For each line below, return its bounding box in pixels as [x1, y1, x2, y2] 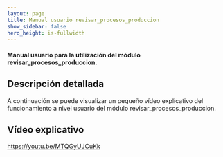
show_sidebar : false [7, 23, 67, 30]
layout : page [7, 10, 45, 17]
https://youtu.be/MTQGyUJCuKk [7, 142, 100, 151]
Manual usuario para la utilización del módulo [7, 50, 141, 59]
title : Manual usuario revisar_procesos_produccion [7, 17, 159, 24]
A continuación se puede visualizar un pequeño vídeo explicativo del [7, 96, 204, 104]
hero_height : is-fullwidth [7, 29, 85, 37]
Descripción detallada [7, 78, 105, 90]
